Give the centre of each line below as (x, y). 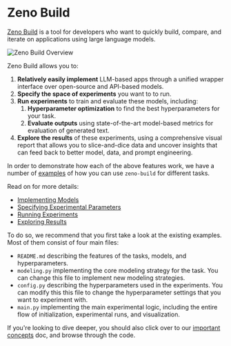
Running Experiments (47, 214)
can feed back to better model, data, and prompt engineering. (105, 152)
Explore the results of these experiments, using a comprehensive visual (120, 138)
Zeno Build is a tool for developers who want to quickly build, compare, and (114, 32)
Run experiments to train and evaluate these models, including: (108, 101)
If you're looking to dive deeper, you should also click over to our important (114, 327)
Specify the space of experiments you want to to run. (94, 94)
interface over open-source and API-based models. (90, 86)
